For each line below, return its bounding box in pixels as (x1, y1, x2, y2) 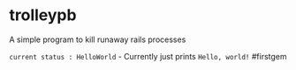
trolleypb (9, 5, 77, 25)
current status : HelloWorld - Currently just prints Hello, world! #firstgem (9, 51, 287, 61)
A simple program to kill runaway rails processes (9, 34, 186, 45)
